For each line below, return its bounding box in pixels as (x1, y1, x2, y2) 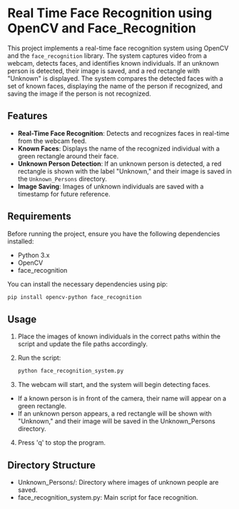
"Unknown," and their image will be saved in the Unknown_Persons (17, 417, 215, 425)
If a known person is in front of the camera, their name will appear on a (17, 394, 227, 403)
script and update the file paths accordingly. (17, 340, 148, 348)
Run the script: (17, 353, 61, 362)
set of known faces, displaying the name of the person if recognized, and (7, 81, 223, 90)
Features (7, 110, 48, 122)
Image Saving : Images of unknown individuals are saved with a (17, 182, 204, 191)
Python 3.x (17, 251, 50, 259)
